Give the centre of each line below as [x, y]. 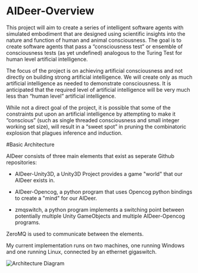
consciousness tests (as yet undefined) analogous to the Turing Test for [94, 52]
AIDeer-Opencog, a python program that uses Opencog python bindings [103, 191]
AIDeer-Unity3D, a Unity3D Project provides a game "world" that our [99, 173]
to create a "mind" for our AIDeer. [56, 198]
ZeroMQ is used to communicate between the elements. [75, 234]
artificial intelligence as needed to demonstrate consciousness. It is [89, 83]
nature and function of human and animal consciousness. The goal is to [94, 40]
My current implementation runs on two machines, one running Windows [95, 245]
